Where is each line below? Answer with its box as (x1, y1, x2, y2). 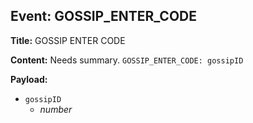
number (39, 103, 73, 115)
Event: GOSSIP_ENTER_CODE (10, 8, 198, 25)
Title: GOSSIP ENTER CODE (10, 34, 126, 46)
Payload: (10, 73, 48, 85)
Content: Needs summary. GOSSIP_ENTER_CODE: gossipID (10, 54, 244, 66)
